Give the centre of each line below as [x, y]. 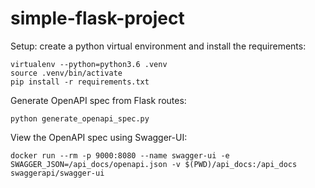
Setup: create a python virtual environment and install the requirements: [158, 46]
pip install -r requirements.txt [80, 82]
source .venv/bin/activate [66, 73]
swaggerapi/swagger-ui [57, 173]
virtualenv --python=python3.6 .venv [89, 64]
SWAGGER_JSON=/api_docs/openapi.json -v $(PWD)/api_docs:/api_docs [154, 164]
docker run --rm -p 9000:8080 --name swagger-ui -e [120, 155]
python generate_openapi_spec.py [80, 118]
